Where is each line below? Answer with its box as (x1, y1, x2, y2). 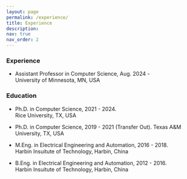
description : (6, 25, 39, 32)
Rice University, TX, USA (14, 112, 76, 119)
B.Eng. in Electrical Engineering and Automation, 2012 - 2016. (14, 159, 167, 166)
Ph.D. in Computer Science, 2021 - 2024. (14, 105, 117, 112)
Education (6, 91, 37, 100)
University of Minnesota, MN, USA (14, 76, 100, 84)
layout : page (6, 8, 39, 15)
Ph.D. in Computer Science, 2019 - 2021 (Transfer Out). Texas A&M (14, 123, 182, 130)
